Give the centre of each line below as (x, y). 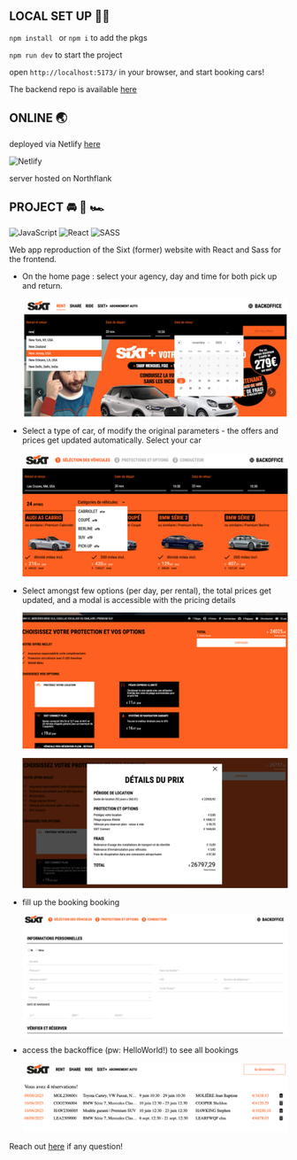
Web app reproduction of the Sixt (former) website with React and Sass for (145, 250)
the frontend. (33, 259)
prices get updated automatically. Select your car (111, 440)
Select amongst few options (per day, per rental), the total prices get (147, 591)
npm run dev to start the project (66, 55)
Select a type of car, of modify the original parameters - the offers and (150, 431)
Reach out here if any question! (66, 1146)
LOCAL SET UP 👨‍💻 (60, 16)
